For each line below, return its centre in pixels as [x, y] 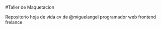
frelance [14, 22]
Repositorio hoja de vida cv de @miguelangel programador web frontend [81, 17]
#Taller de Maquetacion [30, 7]
